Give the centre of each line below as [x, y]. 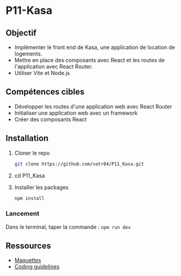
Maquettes [28, 260]
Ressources [29, 246]
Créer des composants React [51, 119]
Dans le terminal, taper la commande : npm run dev [68, 226]
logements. [28, 54]
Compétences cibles [45, 92]
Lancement [23, 214]
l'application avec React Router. [54, 66]
